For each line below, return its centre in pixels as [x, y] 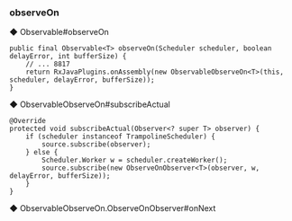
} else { [42, 153]
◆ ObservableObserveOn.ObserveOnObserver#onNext [113, 208]
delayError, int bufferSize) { [68, 57]
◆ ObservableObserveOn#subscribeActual [90, 104]
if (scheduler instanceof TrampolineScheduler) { [121, 137]
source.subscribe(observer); [96, 145]
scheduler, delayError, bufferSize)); [82, 80]
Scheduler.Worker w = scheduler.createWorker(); [135, 160]
